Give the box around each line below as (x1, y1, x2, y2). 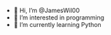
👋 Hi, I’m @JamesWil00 (13, 7, 80, 14)
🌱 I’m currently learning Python (13, 21, 101, 28)
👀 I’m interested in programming (13, 13, 105, 22)
